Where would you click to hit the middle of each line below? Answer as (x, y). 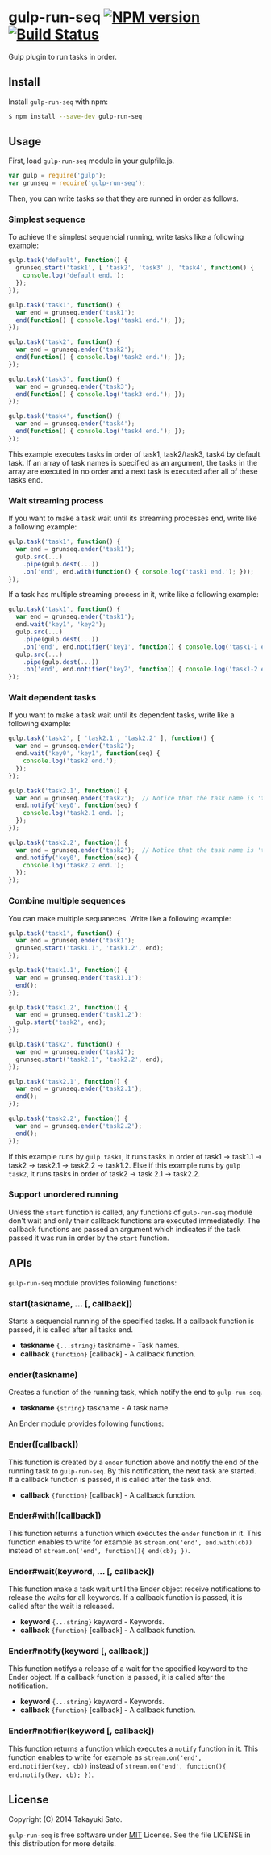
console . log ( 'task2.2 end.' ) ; (74, 865)
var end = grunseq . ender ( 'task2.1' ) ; (79, 1089)
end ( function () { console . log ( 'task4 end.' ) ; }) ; (100, 432)
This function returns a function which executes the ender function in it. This (135, 1533)
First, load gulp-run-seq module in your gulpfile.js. (92, 161)
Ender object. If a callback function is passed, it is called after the (117, 1677)
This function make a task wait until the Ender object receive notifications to (134, 1589)
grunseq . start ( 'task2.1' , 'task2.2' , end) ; (90, 1059)
